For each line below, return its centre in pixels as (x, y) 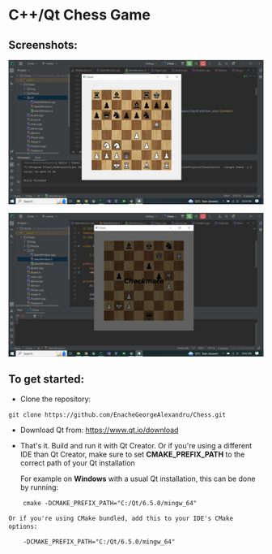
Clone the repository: (55, 399)
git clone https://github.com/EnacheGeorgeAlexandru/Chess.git (117, 415)
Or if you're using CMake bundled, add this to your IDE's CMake (121, 518)
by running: (39, 487)
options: (23, 526)
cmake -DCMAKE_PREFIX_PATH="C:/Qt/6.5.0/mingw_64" (110, 503)
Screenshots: (43, 45)
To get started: (47, 379)
